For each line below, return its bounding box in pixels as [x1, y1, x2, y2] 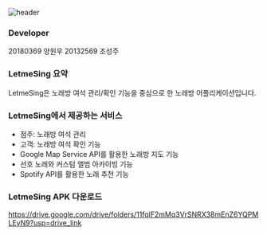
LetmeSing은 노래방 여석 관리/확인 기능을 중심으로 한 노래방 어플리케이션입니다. [8, 88, 257, 97]
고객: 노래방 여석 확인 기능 [19, 139, 101, 149]
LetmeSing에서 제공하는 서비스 [8, 110, 123, 121]
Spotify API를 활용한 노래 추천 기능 [19, 169, 129, 178]
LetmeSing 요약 [8, 69, 69, 80]
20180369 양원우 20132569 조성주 [8, 46, 120, 56]
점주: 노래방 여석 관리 [19, 129, 86, 139]
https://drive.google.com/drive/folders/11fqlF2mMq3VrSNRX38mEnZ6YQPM [8, 210, 259, 219]
